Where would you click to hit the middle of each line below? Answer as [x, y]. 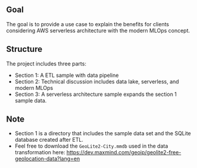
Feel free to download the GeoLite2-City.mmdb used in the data [91, 146]
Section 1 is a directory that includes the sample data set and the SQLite [103, 133]
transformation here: [40, 153]
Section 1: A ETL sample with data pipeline [67, 75]
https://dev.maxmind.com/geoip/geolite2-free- [124, 153]
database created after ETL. [49, 140]
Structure [24, 49]
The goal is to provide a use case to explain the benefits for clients [88, 24]
